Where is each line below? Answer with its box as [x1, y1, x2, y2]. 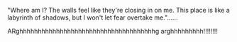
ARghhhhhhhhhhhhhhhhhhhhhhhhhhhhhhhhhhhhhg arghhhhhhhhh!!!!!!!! [7, 27, 219, 35]
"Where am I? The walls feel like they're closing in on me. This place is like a [7, 6, 231, 14]
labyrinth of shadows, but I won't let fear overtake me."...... [7, 13, 178, 22]
